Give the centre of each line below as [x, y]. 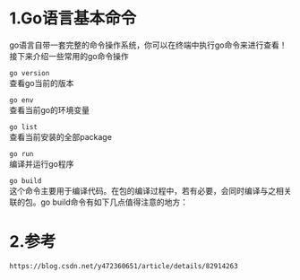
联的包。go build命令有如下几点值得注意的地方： [99, 202]
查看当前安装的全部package [60, 136]
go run [21, 153]
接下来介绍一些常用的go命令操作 [69, 56]
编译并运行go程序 [42, 163]
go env [21, 100]
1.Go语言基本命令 [73, 18]
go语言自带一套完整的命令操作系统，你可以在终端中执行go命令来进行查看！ [148, 45]
